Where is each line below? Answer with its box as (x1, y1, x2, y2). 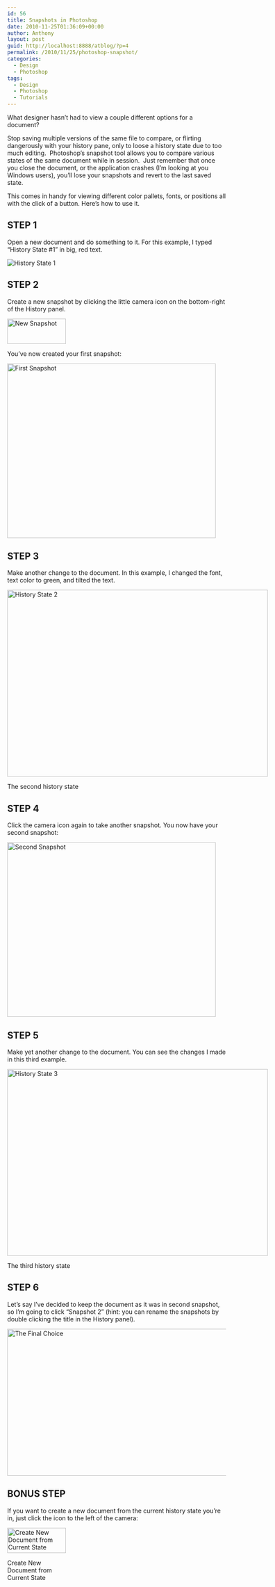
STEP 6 (7, 1282, 40, 1294)
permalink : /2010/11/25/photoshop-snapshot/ (7, 49, 138, 56)
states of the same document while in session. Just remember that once (7, 156, 215, 164)
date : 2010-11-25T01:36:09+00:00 (7, 23, 104, 30)
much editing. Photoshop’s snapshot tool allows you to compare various (7, 149, 215, 157)
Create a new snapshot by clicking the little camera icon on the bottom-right (7, 297, 226, 306)
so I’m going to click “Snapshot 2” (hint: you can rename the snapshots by (7, 1308, 219, 1316)
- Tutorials (13, 95, 49, 101)
